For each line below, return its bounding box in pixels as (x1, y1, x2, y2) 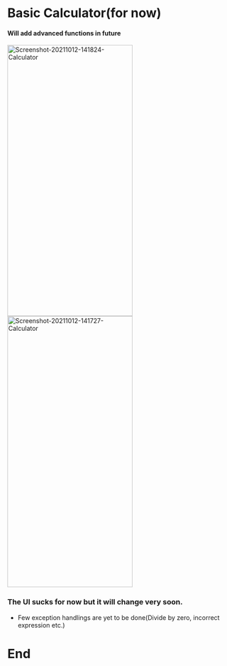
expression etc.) (17, 621, 65, 629)
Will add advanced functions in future (7, 28, 121, 37)
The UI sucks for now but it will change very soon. (7, 597, 183, 607)
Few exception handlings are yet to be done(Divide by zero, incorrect (17, 613, 220, 622)
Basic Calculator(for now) (7, 5, 162, 21)
